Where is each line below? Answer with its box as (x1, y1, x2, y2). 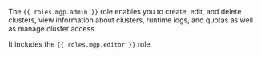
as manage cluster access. (8, 24, 97, 33)
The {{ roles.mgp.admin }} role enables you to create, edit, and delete (8, 7, 242, 16)
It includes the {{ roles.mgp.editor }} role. (8, 39, 153, 49)
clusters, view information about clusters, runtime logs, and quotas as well (8, 15, 254, 25)
